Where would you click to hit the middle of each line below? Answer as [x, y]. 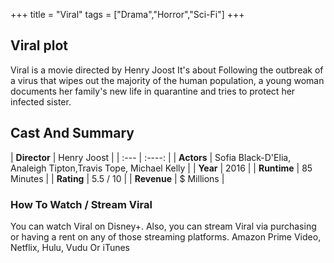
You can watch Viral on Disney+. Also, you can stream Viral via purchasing [163, 226]
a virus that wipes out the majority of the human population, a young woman [167, 80]
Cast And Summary [72, 133]
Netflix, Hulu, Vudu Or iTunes [70, 247]
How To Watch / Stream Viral [81, 204]
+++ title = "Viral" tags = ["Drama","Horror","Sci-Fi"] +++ [127, 14]
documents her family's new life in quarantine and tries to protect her [153, 91]
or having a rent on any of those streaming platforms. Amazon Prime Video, [166, 236]
